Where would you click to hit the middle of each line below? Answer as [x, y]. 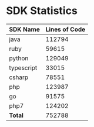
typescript [23, 67]
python [19, 58]
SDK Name [24, 29]
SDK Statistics [42, 11]
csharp [19, 77]
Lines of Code [66, 29]
